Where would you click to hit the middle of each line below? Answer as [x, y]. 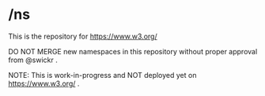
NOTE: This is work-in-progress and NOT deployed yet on [102, 75]
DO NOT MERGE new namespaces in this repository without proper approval [133, 51]
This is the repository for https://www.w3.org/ [83, 36]
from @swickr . [33, 60]
